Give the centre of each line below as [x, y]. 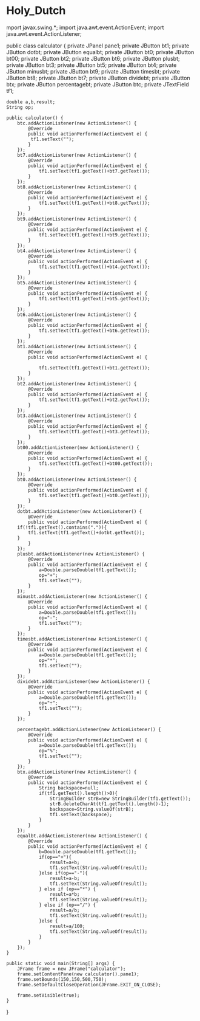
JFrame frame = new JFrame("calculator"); [72, 969]
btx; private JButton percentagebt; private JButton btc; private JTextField [98, 84]
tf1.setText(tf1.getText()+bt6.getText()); [94, 331]
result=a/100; [67, 926]
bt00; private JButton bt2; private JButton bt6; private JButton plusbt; [93, 58]
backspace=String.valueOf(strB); [92, 809]
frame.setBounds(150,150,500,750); [62, 979]
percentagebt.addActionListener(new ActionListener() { [89, 729]
